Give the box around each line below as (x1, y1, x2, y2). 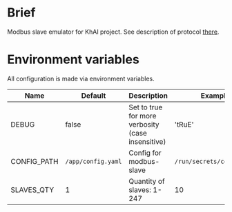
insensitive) (128, 136, 166, 146)
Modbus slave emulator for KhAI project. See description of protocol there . (7, 28, 220, 36)
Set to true (128, 102, 163, 112)
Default (81, 91, 106, 100)
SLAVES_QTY (10, 184, 55, 194)
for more (128, 111, 157, 120)
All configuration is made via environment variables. (7, 74, 155, 83)
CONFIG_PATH (10, 156, 59, 166)
